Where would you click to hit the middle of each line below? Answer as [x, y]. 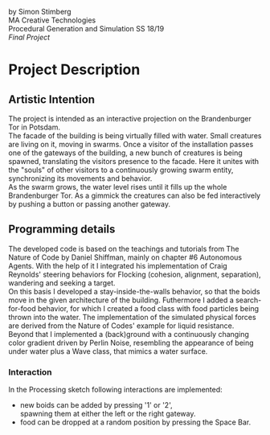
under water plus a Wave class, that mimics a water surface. [108, 351]
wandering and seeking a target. [62, 283]
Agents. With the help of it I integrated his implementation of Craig [118, 265]
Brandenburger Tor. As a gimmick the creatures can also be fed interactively [135, 195]
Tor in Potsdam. [34, 127]
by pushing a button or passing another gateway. [90, 204]
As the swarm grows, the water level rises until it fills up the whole [118, 187]
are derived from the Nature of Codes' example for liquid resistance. [121, 326]
